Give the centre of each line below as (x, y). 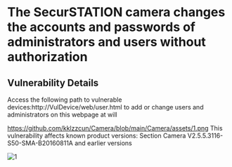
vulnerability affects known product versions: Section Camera (97, 135)
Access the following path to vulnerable (65, 100)
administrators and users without (107, 42)
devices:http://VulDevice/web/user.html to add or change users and (105, 107)
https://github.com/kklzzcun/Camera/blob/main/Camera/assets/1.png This (115, 128)
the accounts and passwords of (101, 27)
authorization (47, 57)
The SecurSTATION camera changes (116, 12)
